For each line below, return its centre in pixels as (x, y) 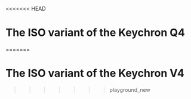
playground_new (130, 89)
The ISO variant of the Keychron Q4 (95, 33)
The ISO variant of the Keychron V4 (95, 73)
